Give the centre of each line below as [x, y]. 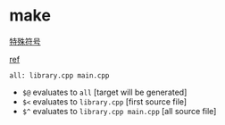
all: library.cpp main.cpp [59, 75]
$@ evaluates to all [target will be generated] [104, 92]
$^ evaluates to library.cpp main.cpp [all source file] [119, 111]
